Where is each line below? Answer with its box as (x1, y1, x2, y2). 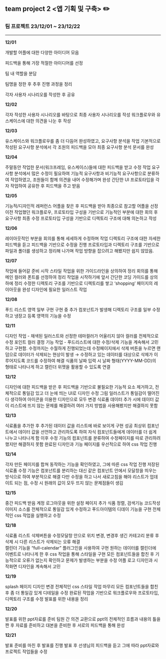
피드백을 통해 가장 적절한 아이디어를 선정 (5, 60, 83, 66)
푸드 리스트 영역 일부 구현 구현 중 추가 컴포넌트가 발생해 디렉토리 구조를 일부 (5, 306, 152, 312)
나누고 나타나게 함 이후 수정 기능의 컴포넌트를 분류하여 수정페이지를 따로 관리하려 (5, 435, 161, 441)
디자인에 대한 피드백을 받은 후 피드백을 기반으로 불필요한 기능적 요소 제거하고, (5, 384, 154, 390)
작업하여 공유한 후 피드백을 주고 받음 (10, 183, 81, 189)
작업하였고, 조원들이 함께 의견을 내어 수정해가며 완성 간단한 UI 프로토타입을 (10, 176, 155, 182)
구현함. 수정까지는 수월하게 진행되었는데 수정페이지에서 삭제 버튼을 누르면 (14, 345, 156, 351)
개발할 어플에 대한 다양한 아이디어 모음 (5, 49, 79, 55)
